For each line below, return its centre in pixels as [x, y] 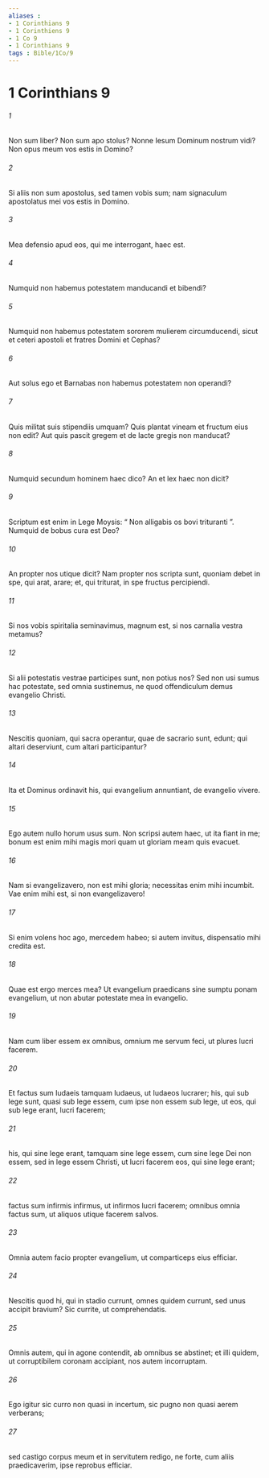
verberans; [26, 1413]
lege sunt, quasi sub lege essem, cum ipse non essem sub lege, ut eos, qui [132, 1102]
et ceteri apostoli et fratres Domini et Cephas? [84, 340]
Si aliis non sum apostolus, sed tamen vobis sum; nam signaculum [118, 192]
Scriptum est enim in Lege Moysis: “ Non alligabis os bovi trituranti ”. [121, 522]
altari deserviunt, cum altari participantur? [77, 746]
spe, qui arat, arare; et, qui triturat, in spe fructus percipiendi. [109, 582]
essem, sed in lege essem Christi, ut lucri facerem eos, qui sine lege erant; [132, 1162]
